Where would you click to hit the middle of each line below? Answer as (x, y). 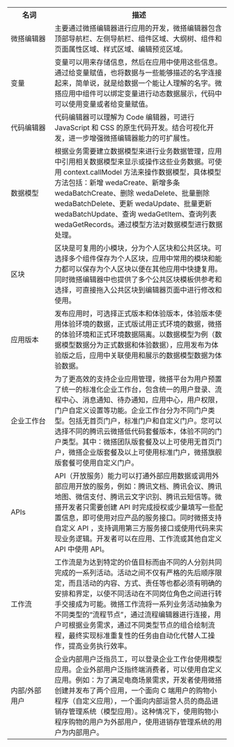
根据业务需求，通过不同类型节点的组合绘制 (138, 625)
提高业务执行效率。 (100, 646)
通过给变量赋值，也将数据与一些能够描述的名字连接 (138, 73)
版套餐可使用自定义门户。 (96, 463)
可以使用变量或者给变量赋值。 (103, 104)
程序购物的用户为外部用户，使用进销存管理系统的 (135, 722)
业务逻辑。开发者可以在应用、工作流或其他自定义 (142, 539)
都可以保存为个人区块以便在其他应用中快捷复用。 (142, 269)
